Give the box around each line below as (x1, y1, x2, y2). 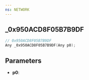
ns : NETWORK (5, 7, 30, 12)
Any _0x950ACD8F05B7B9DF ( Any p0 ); (5, 43, 76, 48)
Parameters (5, 56, 42, 65)
